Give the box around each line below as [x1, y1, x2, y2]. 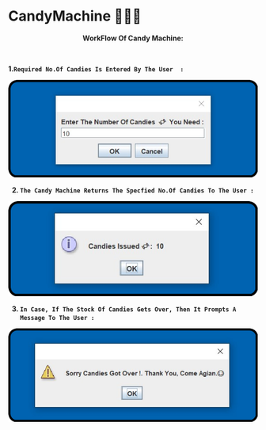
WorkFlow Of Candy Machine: [82, 33, 184, 43]
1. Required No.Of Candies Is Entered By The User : [8, 63, 184, 74]
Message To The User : [19, 314, 95, 322]
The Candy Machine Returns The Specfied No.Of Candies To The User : [19, 187, 255, 195]
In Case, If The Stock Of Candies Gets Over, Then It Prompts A [19, 306, 237, 314]
